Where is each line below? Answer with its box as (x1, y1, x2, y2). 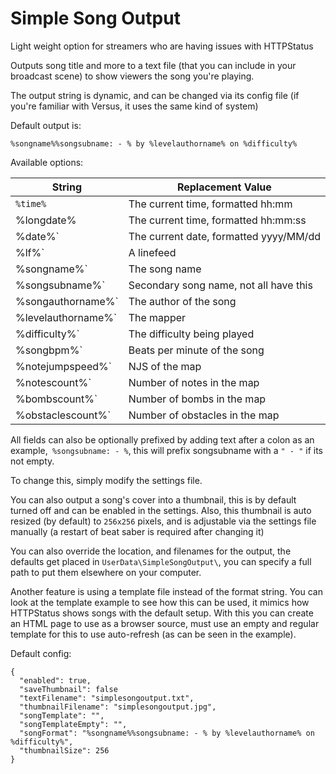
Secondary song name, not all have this (128, 278, 313, 292)
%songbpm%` (15, 343, 83, 357)
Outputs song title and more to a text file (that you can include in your (10, 59, 297, 71)
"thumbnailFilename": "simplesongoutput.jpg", (19, 702, 217, 712)
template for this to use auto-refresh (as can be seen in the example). (10, 628, 297, 640)
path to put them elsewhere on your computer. (10, 566, 202, 578)
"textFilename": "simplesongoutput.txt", (19, 693, 195, 703)
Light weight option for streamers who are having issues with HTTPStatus (10, 40, 314, 52)
